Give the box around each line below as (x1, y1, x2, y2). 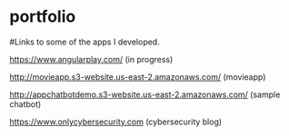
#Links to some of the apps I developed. (9, 36, 161, 47)
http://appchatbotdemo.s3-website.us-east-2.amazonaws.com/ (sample (9, 89, 281, 100)
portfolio (9, 6, 76, 27)
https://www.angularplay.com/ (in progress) (9, 53, 174, 64)
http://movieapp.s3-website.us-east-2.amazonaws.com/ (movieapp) (9, 71, 266, 83)
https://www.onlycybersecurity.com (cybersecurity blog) (9, 116, 223, 127)
